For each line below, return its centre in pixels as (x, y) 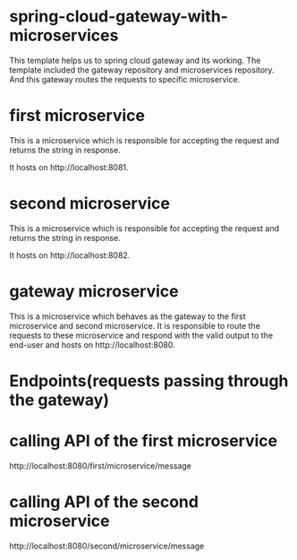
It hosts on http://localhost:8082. (70, 255)
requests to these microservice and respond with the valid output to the (141, 335)
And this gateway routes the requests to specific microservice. (125, 79)
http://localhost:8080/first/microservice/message (101, 465)
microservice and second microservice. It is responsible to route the (135, 325)
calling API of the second (104, 502)
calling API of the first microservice (144, 441)
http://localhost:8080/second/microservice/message (107, 546)
